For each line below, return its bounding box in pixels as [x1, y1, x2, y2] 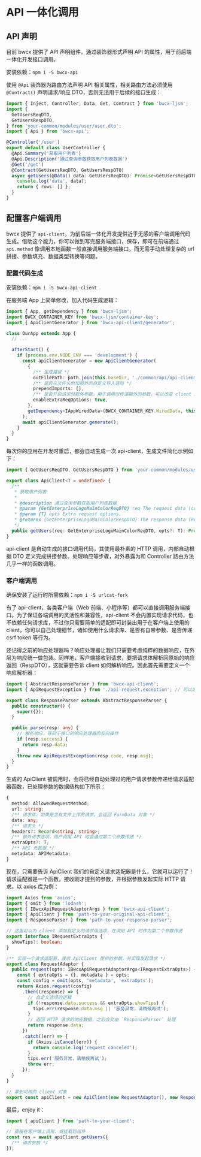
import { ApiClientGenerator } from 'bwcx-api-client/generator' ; [6, 319, 175, 325]
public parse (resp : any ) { [11, 725, 79, 731]
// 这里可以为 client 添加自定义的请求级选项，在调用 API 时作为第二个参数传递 [6, 928, 183, 934]
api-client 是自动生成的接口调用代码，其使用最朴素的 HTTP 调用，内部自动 [6, 545, 190, 552]
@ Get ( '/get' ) [11, 161, 44, 168]
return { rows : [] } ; [17, 184, 71, 190]
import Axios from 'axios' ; [6, 895, 77, 901]
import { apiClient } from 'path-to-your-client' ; [6, 1118, 135, 1124]
